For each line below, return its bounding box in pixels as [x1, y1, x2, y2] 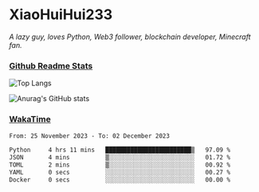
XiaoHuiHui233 [9, 6, 113, 24]
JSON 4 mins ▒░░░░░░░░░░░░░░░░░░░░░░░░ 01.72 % [9, 154, 230, 162]
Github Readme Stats [9, 60, 93, 71]
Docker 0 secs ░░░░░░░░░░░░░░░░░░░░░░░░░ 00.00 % [9, 175, 230, 184]
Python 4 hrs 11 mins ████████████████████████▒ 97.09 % [9, 146, 230, 155]
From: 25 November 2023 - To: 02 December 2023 [9, 131, 171, 140]
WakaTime [9, 114, 51, 125]
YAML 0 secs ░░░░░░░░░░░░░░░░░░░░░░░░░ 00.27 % [9, 169, 230, 177]
